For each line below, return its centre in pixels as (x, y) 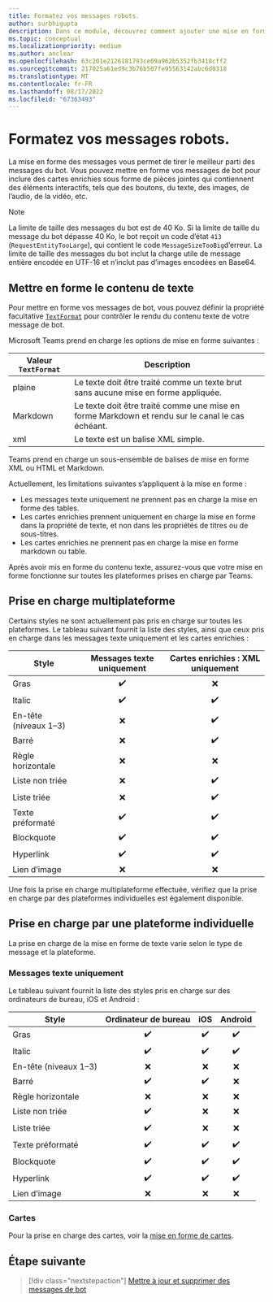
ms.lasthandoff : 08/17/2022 (56, 91)
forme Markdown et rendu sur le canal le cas (160, 416)
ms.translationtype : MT (49, 76)
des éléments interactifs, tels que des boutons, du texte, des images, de (129, 188)
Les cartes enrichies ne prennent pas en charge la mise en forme (129, 542)
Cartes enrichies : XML (215, 658)
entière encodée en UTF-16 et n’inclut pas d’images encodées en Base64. (132, 263)
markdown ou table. (54, 551)
